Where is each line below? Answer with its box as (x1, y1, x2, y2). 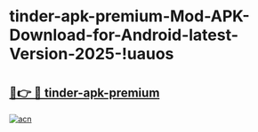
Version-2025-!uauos (9, 44, 174, 64)
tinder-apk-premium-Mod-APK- (9, 6, 251, 27)
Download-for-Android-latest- (9, 25, 238, 45)
